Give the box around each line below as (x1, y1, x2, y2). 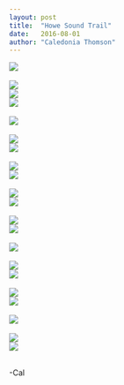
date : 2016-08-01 (9, 29, 81, 38)
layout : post (9, 12, 57, 22)
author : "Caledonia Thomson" (9, 37, 116, 47)
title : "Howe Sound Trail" (9, 21, 113, 30)
